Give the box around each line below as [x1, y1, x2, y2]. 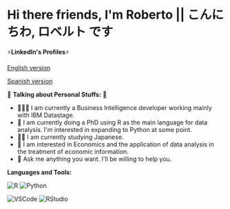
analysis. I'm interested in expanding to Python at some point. [17, 125, 193, 133]
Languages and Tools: [7, 168, 72, 176]
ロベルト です [37, 24, 114, 40]
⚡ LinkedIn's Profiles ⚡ [7, 47, 70, 56]
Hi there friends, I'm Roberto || [7, 7, 185, 23]
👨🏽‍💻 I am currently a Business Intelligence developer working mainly [17, 103, 212, 111]
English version [7, 63, 51, 71]
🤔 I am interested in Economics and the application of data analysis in [17, 140, 215, 148]
